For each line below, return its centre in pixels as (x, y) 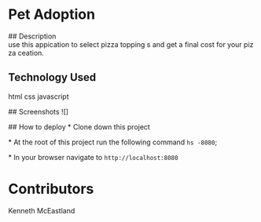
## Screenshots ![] (39, 111)
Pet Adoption (52, 15)
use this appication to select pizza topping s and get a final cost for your (125, 44)
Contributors (51, 189)
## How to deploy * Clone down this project (79, 126)
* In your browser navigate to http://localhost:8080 (93, 157)
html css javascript (39, 96)
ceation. (31, 53)
